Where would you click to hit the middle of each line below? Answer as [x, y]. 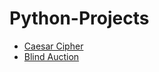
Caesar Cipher [53, 46]
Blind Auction [51, 56]
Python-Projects [79, 18]
